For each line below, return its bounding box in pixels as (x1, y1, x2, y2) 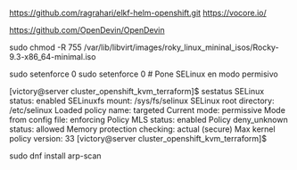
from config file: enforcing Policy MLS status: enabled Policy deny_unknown (9, 115, 288, 125)
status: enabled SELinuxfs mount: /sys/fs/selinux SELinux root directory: (9, 95, 275, 106)
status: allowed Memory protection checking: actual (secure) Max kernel (9, 124, 276, 134)
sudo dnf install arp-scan (9, 150, 102, 161)
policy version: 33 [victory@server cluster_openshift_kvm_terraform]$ (9, 134, 268, 143)
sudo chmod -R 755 (9, 42, 82, 53)
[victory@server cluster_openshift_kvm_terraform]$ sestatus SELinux (9, 86, 265, 96)
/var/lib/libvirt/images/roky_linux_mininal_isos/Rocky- (83, 42, 279, 53)
